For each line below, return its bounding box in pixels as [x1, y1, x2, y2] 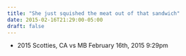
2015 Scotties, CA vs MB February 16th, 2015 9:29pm [17, 42, 169, 50]
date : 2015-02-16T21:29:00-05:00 [7, 16, 103, 23]
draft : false [7, 23, 45, 29]
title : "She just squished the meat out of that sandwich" [7, 10, 180, 17]
